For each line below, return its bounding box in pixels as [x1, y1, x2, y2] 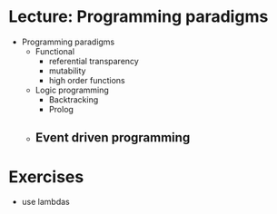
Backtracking [48, 93, 99, 105]
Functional [35, 45, 74, 56]
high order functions [48, 74, 125, 85]
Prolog [48, 103, 74, 114]
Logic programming [35, 84, 110, 95]
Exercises [8, 166, 84, 187]
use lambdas [21, 197, 70, 208]
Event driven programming [35, 130, 191, 146]
